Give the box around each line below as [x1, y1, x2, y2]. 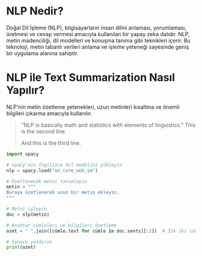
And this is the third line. [20, 139, 81, 147]
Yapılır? [6, 84, 45, 97]
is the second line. [20, 127, 67, 135]
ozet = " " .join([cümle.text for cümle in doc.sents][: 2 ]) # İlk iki [6, 228, 187, 234]
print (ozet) [6, 245, 36, 251]
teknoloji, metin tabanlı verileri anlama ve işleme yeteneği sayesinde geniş [6, 43, 189, 50]
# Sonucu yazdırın [6, 239, 52, 245]
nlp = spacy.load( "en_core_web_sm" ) [6, 167, 98, 174]
